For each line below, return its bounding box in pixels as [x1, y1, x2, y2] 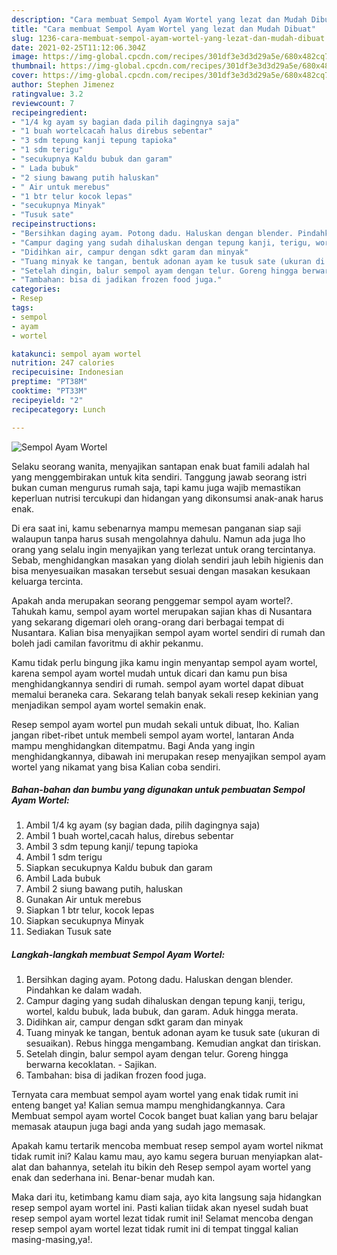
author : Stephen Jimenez [11, 80, 115, 90]
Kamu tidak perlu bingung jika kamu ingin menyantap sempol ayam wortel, [11, 656, 318, 668]
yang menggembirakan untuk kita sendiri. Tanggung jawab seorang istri [11, 471, 308, 483]
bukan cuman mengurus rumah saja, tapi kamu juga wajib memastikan [11, 481, 301, 493]
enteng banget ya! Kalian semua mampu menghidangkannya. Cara [11, 1099, 286, 1111]
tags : [11, 303, 34, 313]
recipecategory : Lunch [11, 404, 106, 415]
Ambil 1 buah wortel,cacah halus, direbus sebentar [25, 830, 234, 842]
